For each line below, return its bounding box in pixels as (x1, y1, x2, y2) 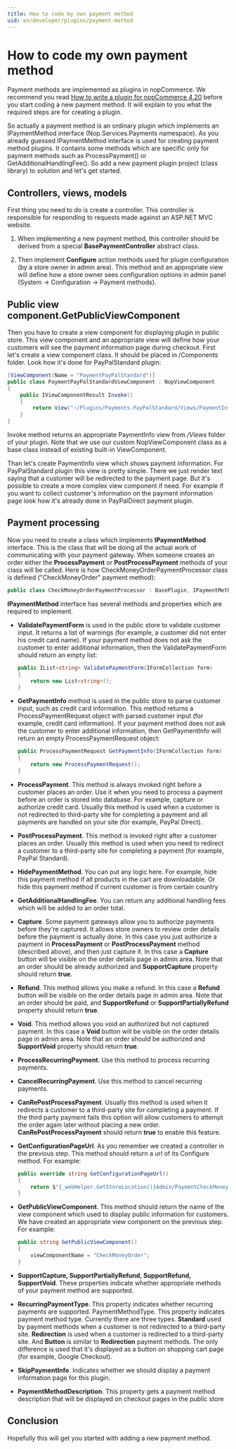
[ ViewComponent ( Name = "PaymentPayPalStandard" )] (7, 372, 156, 379)
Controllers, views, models (7, 187, 128, 199)
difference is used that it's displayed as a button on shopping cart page (17, 1345, 224, 1353)
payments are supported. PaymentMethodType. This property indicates (17, 1307, 225, 1316)
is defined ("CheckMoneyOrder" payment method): (7, 573, 156, 582)
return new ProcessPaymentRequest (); (30, 761, 141, 768)
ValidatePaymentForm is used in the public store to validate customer (17, 620, 221, 629)
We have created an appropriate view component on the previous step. (17, 1218, 223, 1226)
